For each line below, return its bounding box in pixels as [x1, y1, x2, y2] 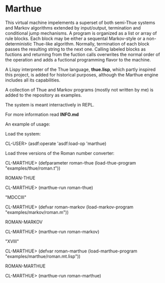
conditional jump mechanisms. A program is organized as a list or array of [5, 30, 157, 36]
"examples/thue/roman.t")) [5, 165, 61, 171]
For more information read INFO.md [5, 111, 79, 117]
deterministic [5, 40, 32, 46]
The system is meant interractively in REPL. [5, 101, 94, 107]
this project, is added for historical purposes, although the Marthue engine [5, 71, 158, 77]
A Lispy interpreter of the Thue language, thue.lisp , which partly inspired [5, 66, 156, 72]
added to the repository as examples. [5, 92, 82, 98]
